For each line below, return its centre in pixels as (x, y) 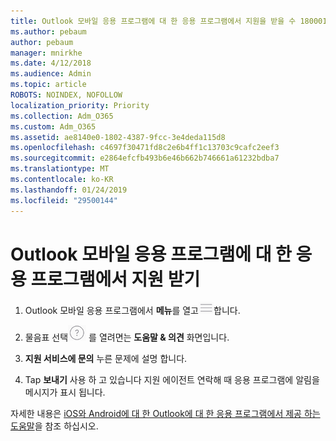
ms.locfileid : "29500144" (64, 200)
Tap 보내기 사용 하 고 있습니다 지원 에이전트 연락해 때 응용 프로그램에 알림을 (172, 380)
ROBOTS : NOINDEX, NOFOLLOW (66, 95)
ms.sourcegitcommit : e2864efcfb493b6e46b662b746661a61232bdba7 (145, 158)
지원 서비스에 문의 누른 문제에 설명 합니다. (106, 359)
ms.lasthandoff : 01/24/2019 (69, 190)
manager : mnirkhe (46, 53)
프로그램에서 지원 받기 (115, 279)
